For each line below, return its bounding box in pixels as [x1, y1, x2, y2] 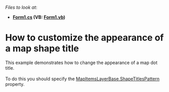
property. [5, 81, 25, 87]
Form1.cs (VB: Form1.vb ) [12, 14, 65, 20]
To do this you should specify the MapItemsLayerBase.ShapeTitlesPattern [5, 76, 160, 82]
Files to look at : [5, 5, 38, 10]
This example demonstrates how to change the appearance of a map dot [5, 59, 158, 66]
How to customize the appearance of [5, 32, 164, 44]
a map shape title [5, 43, 79, 54]
